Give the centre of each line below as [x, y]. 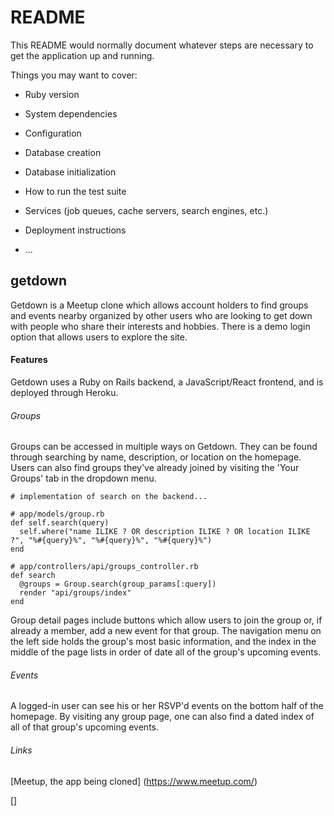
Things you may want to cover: [74, 75]
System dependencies [71, 113]
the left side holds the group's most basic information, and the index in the [163, 642]
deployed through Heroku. [64, 392]
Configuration [53, 133]
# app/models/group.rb [57, 514]
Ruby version [52, 94]
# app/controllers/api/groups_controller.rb [104, 567]
